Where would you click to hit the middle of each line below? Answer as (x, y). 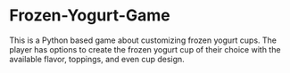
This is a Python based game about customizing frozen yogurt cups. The (143, 40)
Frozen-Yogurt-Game (90, 16)
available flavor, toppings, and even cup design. (97, 59)
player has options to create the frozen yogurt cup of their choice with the (145, 49)
